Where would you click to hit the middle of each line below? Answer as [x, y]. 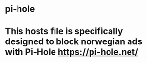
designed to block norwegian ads [74, 42]
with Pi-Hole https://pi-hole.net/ [72, 52]
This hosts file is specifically [64, 31]
